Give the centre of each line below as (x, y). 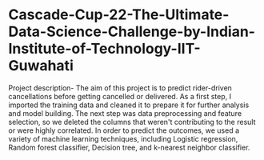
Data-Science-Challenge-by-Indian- (132, 32)
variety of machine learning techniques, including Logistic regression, (123, 138)
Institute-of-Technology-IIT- (104, 49)
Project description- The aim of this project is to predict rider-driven (120, 88)
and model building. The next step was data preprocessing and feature (125, 113)
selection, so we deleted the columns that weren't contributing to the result (132, 122)
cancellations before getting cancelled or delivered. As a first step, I (120, 96)
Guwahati (41, 66)
